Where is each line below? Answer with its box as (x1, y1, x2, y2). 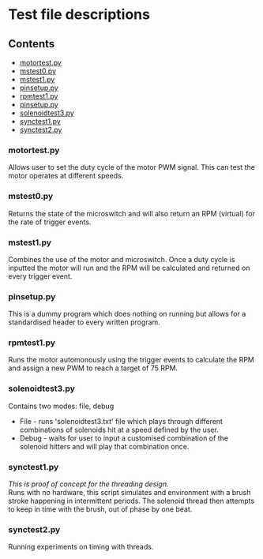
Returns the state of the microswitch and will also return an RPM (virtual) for (8, 208, 255, 218)
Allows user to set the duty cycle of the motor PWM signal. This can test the (8, 163, 255, 172)
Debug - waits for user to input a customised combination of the (19, 433, 229, 443)
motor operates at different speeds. (8, 171, 124, 181)
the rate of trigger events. (8, 217, 92, 227)
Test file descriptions (8, 6, 150, 24)
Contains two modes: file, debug (8, 401, 115, 411)
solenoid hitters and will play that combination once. (19, 441, 190, 451)
